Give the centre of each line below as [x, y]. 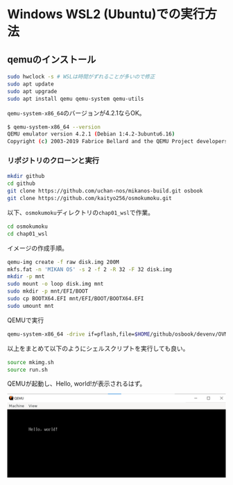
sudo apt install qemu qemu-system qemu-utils [76, 99]
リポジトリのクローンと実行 [53, 161]
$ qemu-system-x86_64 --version [54, 127]
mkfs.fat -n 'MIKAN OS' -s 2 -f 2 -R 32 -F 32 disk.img [89, 269]
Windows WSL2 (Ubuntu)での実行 [106, 14]
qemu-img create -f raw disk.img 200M [63, 262]
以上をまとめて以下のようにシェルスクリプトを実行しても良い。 [98, 348]
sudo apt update [31, 84]
